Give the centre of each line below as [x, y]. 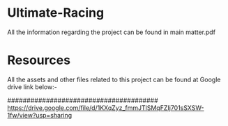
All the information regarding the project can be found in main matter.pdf [112, 32]
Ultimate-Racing [56, 13]
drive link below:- [32, 87]
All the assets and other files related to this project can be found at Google [114, 79]
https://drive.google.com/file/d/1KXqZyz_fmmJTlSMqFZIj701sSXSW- [106, 108]
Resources [39, 60]
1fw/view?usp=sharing [40, 115]
